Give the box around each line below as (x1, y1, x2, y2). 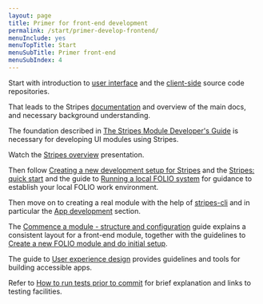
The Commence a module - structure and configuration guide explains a (8, 221, 246, 231)
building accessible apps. (8, 263, 93, 272)
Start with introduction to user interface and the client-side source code (8, 77, 245, 88)
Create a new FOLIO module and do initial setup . (8, 239, 168, 248)
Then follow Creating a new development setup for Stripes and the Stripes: (8, 165, 255, 175)
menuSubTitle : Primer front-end (8, 49, 116, 57)
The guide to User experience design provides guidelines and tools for (8, 254, 241, 263)
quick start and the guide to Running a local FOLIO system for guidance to (8, 173, 253, 184)
